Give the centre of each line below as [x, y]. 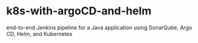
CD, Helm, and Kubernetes [39, 33]
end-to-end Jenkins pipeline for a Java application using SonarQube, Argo [99, 27]
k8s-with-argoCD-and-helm [79, 11]
